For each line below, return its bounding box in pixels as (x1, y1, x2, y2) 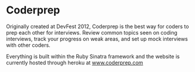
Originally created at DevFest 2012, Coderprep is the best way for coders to (6, 23, 189, 30)
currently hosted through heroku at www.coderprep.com (6, 59, 143, 66)
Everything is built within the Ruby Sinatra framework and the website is (6, 53, 180, 60)
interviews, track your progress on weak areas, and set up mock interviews (6, 35, 188, 42)
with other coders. (6, 42, 51, 49)
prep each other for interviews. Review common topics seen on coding (6, 29, 178, 36)
